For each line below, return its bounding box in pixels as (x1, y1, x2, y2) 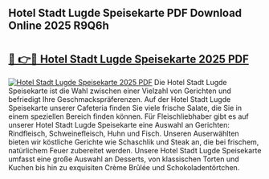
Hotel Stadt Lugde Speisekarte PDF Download (8, 6, 243, 20)
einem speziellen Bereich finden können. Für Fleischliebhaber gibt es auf (8, 112, 249, 121)
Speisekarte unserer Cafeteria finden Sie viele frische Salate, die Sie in (8, 104, 243, 112)
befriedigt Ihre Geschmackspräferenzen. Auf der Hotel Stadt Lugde (8, 95, 231, 104)
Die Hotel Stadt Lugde (153, 78, 227, 87)
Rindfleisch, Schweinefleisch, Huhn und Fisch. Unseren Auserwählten (8, 128, 239, 138)
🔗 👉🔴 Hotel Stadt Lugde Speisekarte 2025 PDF (8, 52, 249, 66)
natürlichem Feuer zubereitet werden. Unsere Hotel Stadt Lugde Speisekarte (8, 146, 262, 155)
